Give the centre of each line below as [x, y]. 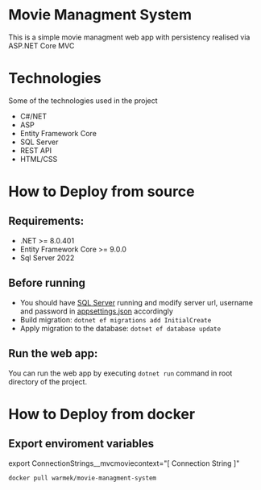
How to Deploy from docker [102, 414]
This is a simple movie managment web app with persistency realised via [129, 37]
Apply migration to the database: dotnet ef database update [120, 328]
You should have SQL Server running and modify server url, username [137, 302]
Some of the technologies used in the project [83, 100]
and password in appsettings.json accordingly [96, 311]
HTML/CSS [39, 159]
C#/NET [33, 116]
